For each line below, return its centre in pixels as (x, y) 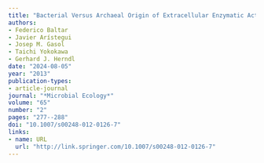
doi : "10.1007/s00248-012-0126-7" (65, 125)
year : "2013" (29, 74)
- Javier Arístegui (40, 37)
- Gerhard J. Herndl (42, 60)
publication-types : (40, 81)
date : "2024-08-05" (40, 67)
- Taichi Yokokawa (38, 52)
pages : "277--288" (38, 118)
